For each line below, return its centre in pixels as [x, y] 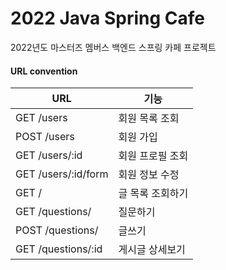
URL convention [44, 71]
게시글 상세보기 [152, 250]
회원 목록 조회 [149, 119]
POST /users [45, 137]
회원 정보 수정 [149, 175]
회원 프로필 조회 [153, 156]
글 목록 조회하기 [153, 194]
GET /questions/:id [59, 249]
